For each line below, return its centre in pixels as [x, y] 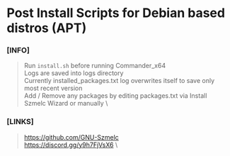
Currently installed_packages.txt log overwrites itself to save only [119, 81]
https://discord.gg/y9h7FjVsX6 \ [71, 145]
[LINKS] [20, 122]
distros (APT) [47, 28]
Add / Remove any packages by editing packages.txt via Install [115, 96]
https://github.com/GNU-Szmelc [71, 137]
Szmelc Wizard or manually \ [66, 104]
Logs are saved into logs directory [74, 73]
